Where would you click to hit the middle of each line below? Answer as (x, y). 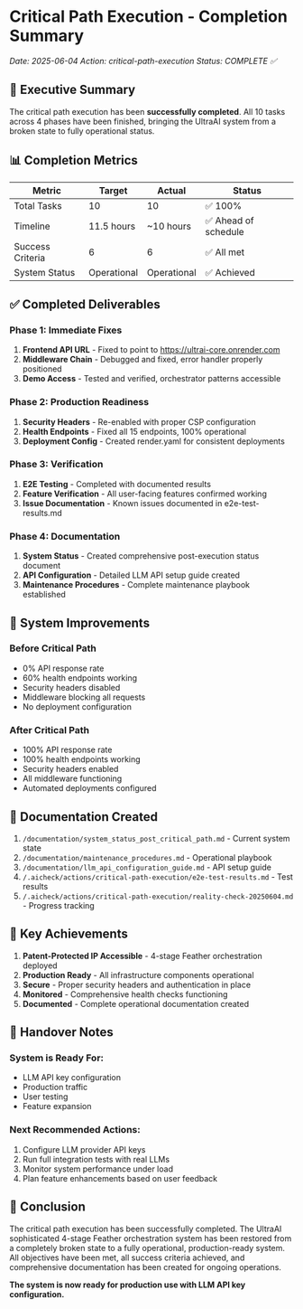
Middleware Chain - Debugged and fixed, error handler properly (142, 360)
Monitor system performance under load (98, 1169)
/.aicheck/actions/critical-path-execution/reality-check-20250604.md (158, 897)
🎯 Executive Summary (73, 90)
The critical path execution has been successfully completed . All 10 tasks (147, 111)
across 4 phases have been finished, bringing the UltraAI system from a (143, 121)
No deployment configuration (77, 706)
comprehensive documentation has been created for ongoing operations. (146, 1267)
